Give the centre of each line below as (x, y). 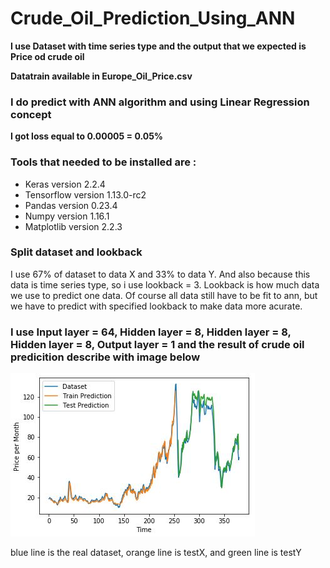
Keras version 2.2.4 (65, 184)
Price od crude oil (47, 56)
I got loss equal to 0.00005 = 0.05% (87, 136)
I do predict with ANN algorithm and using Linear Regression (160, 102)
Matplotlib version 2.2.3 (73, 226)
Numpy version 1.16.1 (67, 216)
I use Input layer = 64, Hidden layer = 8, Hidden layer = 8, (151, 332)
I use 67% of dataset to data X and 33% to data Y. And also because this (160, 274)
